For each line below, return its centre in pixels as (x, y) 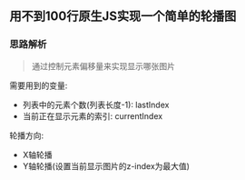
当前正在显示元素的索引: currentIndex (93, 115)
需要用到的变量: (39, 85)
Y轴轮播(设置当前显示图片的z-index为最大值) (106, 165)
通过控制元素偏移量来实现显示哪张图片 (103, 65)
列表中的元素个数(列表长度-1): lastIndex (96, 105)
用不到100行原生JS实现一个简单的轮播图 (123, 16)
